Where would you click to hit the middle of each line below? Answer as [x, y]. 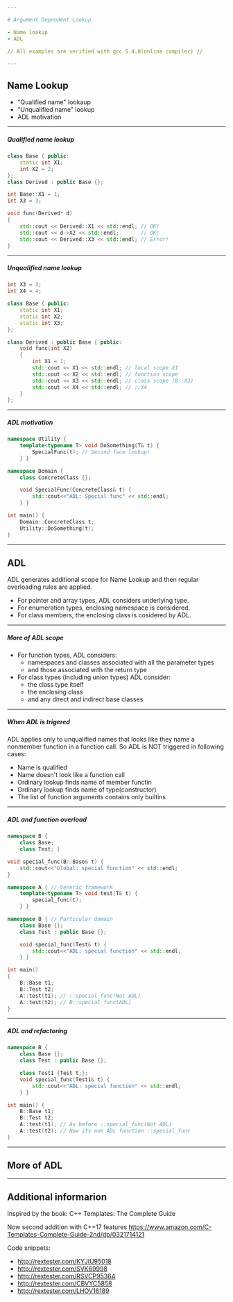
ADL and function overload [47, 819]
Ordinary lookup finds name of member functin [84, 783]
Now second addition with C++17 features [67, 1227]
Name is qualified [42, 767]
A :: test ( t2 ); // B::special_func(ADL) [76, 1002]
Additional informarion [57, 1197]
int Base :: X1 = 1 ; [34, 194]
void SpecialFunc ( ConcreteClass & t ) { [76, 490]
